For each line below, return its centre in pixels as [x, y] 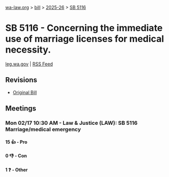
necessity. [28, 50]
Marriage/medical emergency [43, 129]
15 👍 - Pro [16, 142]
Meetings [21, 109]
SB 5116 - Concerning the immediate [84, 28]
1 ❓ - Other [17, 170]
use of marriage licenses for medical [85, 39]
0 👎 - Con [16, 156]
